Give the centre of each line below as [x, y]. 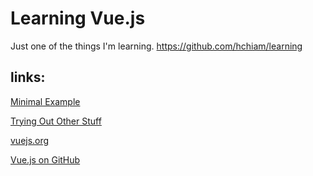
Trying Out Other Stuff [56, 121]
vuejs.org [30, 140]
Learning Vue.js [78, 18]
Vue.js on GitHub [45, 159]
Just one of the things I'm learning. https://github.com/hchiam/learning [156, 46]
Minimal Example [45, 101]
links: [28, 77]
